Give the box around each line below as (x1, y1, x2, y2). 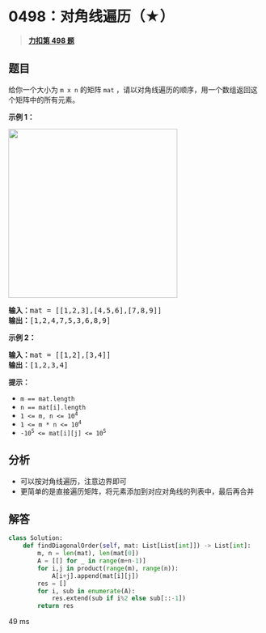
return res (37, 602, 74, 610)
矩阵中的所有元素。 (15, 95, 79, 104)
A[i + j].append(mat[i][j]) (51, 571, 139, 580)
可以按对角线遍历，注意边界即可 (19, 476, 127, 486)
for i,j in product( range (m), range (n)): (37, 564, 179, 572)
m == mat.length (19, 394, 75, 403)
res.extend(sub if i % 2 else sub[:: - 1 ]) (51, 594, 186, 603)
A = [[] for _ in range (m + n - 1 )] (37, 557, 147, 565)
